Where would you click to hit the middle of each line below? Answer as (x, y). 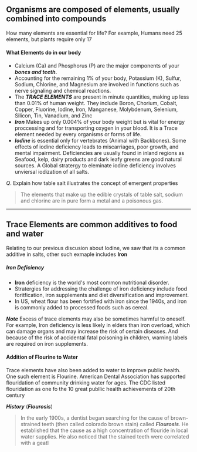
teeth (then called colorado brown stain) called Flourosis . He (115, 424)
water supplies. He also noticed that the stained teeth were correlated (105, 436)
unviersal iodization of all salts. (52, 172)
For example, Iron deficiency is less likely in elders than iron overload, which (98, 325)
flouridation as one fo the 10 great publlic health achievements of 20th (91, 389)
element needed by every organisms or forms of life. (78, 134)
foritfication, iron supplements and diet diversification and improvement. (102, 295)
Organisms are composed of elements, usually (93, 10)
